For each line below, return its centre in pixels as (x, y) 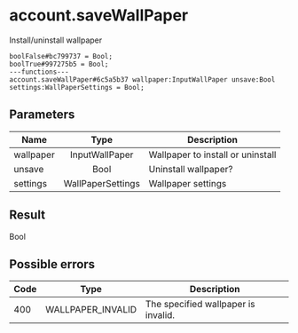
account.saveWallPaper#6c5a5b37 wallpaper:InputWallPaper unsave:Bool (142, 79)
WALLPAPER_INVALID (91, 310)
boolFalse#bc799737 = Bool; (61, 56)
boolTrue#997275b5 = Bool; (59, 64)
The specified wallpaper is (200, 305)
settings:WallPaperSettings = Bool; (77, 87)
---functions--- (39, 72)
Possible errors (52, 264)
